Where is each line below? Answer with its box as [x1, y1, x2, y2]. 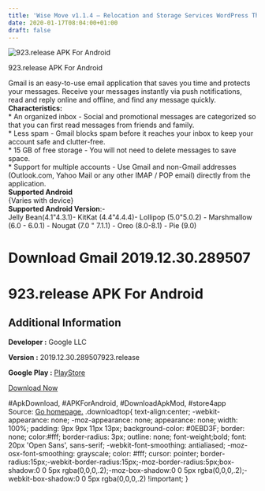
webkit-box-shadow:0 [8, 474, 80, 483]
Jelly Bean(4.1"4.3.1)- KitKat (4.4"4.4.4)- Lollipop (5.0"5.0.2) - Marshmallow [8, 212, 252, 222]
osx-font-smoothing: [8, 448, 76, 458]
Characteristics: [8, 103, 63, 113]
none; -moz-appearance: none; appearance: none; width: [50, 415, 238, 425]
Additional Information [8, 317, 121, 330]
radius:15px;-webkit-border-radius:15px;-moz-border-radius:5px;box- [8, 457, 235, 467]
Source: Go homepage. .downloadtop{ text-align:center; [8, 407, 191, 416]
